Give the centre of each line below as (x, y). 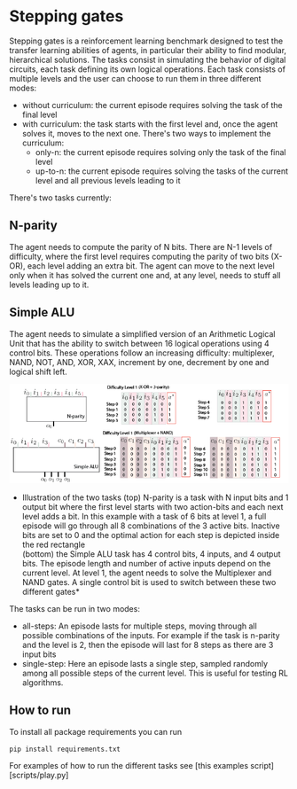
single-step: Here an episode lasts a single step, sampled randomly (145, 663)
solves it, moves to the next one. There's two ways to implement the (147, 133)
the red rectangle (54, 544)
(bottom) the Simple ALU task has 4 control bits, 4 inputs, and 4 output (151, 554)
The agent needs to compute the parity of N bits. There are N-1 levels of (141, 246)
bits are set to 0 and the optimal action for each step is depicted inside (151, 535)
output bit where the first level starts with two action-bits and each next (152, 506)
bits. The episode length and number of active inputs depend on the (146, 563)
